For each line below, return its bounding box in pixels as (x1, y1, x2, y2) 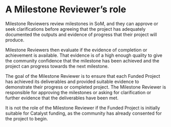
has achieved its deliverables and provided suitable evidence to (5, 78, 139, 84)
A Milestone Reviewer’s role (5, 4, 126, 15)
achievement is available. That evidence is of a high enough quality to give (5, 52, 163, 58)
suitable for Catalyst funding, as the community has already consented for (5, 110, 162, 116)
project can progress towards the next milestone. (5, 63, 109, 69)
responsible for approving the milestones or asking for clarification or (5, 89, 152, 95)
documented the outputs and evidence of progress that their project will (5, 31, 157, 37)
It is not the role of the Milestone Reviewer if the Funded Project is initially (5, 104, 160, 111)
